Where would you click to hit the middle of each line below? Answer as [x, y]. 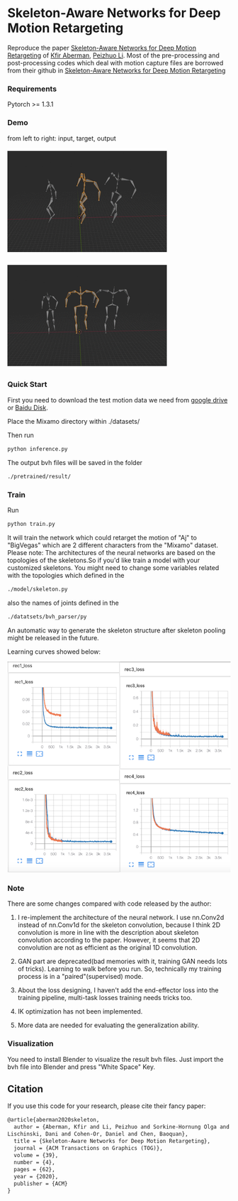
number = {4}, [34, 1163]
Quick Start [27, 385]
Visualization [30, 1043]
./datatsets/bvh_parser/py [47, 616]
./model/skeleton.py [38, 589]
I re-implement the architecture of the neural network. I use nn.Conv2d [121, 918]
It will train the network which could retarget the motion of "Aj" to [102, 537]
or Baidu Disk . [28, 407]
